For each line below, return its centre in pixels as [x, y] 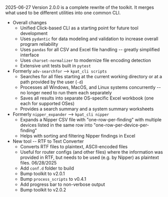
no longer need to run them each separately [66, 93]
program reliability [39, 44]
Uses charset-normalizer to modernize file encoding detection [86, 60]
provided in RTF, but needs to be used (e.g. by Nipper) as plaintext [90, 157]
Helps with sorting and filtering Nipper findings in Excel [78, 136]
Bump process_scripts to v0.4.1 [53, 179]
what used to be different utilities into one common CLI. [63, 13]
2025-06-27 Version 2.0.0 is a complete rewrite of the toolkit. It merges [80, 7]
